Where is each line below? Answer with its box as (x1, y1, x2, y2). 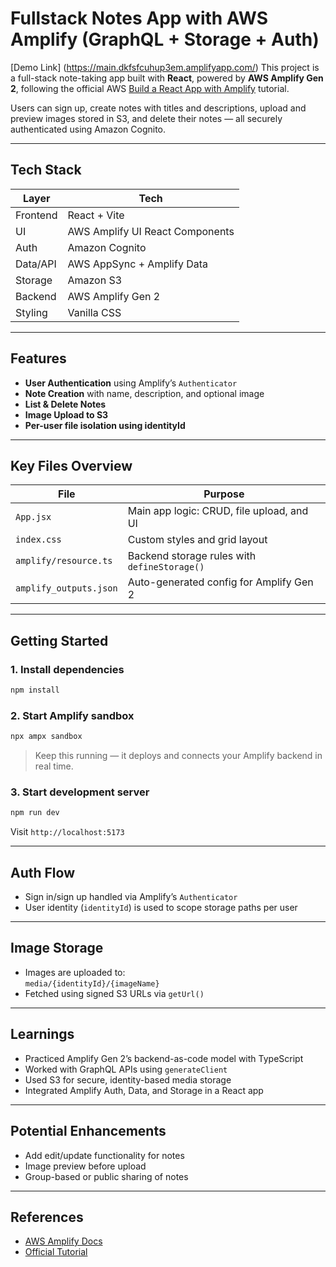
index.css (15, 534, 62, 546)
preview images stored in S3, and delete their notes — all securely (10, 112, 283, 124)
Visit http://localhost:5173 (10, 826, 125, 838)
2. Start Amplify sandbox (10, 708, 135, 722)
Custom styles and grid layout (127, 533, 268, 547)
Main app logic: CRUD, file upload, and (127, 504, 309, 518)
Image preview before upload (24, 1160, 147, 1172)
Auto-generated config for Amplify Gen (127, 575, 314, 589)
